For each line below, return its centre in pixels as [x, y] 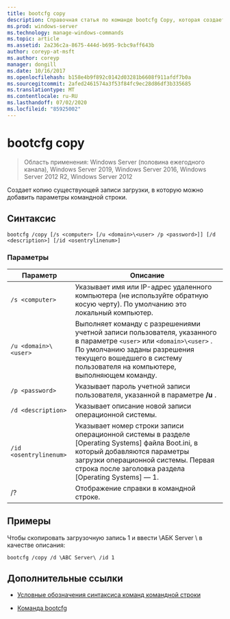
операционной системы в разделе [132, 434]
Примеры [29, 521]
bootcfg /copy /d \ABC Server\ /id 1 [61, 557]
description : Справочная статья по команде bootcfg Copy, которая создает [116, 20]
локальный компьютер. [114, 313]
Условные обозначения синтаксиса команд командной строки [109, 595]
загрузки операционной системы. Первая [145, 460]
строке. [88, 496]
